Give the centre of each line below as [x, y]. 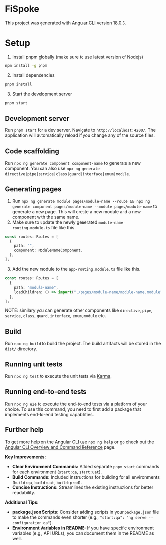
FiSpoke [22, 9]
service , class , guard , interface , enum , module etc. [56, 316]
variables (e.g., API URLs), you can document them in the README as [83, 533]
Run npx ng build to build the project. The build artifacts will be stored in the [83, 344]
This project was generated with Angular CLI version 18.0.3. [66, 23]
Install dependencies [34, 75]
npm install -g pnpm [26, 65]
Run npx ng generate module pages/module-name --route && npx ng [81, 201]
